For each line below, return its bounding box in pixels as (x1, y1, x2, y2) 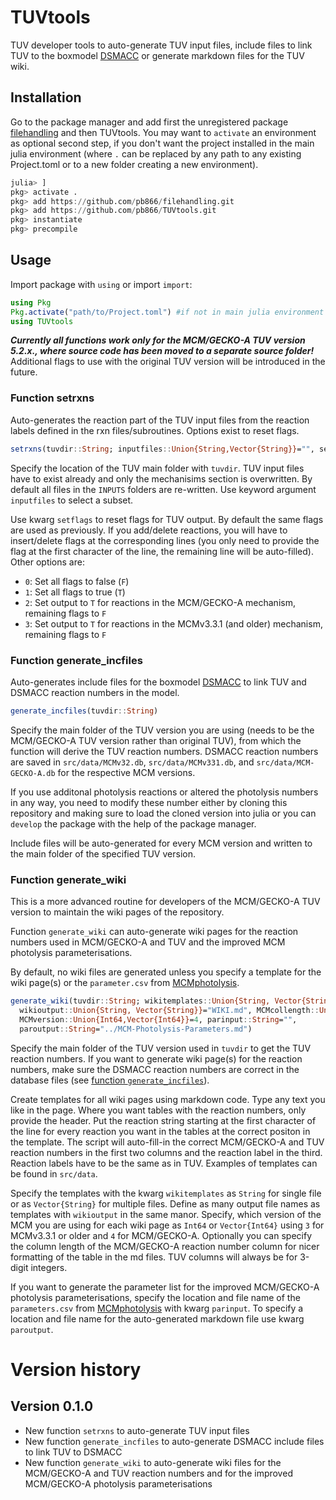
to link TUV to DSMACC (24, 1446, 123, 1458)
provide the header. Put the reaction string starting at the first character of (10, 1114, 317, 1126)
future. (10, 366, 38, 378)
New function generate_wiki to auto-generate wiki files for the (24, 1456, 282, 1468)
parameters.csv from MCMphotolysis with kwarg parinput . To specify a (10, 1302, 304, 1314)
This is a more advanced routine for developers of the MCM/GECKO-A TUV (10, 896, 321, 908)
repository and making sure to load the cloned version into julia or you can (10, 807, 317, 819)
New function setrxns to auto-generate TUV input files (24, 1424, 250, 1436)
